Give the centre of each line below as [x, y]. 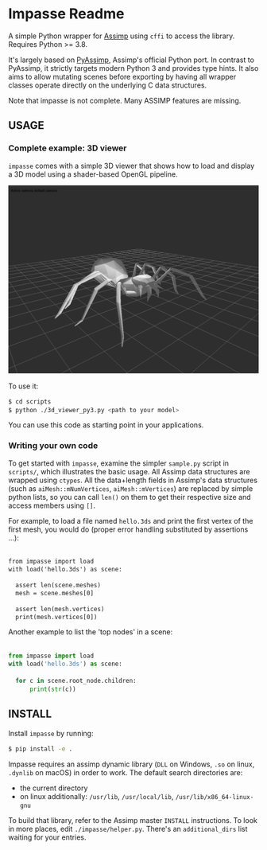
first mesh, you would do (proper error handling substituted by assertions [128, 529]
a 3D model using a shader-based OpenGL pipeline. [93, 174]
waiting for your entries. [47, 837]
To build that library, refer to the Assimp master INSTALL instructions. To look [133, 820]
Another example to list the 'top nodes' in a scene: [91, 632]
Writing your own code [53, 446]
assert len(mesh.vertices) [60, 609]
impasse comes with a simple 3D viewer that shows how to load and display [132, 166]
